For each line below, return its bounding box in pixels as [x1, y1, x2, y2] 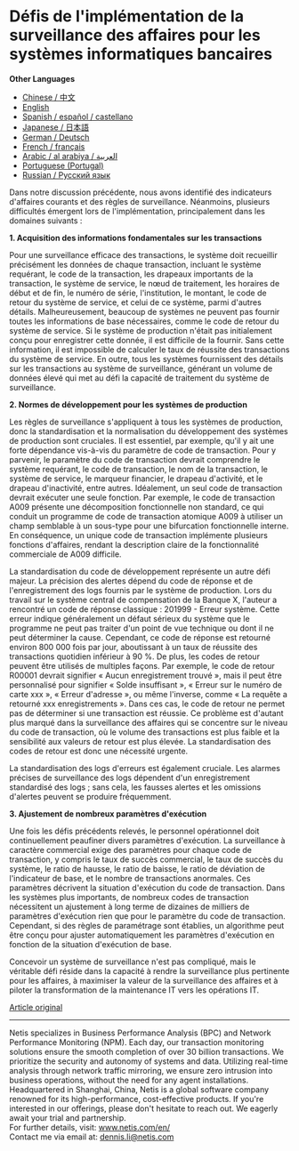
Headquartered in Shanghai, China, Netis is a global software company [9, 1083, 270, 1095]
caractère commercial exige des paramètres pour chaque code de [9, 844, 252, 855]
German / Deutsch [21, 132, 90, 142]
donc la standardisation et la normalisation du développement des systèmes [9, 425, 288, 437]
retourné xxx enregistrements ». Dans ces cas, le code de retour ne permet [9, 698, 286, 709]
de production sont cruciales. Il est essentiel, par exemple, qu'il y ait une [9, 435, 274, 446]
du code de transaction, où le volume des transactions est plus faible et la [9, 727, 280, 737]
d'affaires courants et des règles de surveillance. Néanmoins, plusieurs [9, 196, 271, 206]
